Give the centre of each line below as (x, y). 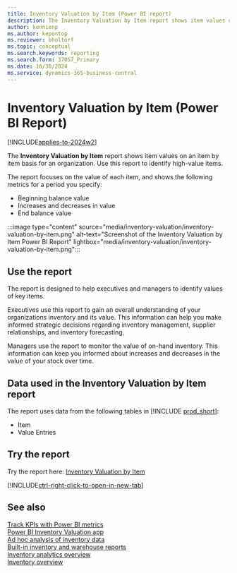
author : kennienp (33, 27)
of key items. (26, 296)
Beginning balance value (53, 198)
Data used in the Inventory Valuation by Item (107, 383)
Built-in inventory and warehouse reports (67, 547)
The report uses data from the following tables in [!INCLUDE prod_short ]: (113, 411)
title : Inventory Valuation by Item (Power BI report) (90, 14)
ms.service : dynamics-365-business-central (72, 73)
